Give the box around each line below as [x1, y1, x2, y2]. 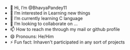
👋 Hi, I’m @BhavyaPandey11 [9, 5, 67, 10]
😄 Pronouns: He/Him [9, 33, 54, 39]
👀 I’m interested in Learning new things [9, 10, 90, 16]
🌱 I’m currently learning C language [9, 15, 83, 21]
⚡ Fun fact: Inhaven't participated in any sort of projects [9, 39, 125, 45]
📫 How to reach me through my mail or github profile [9, 26, 120, 32]
